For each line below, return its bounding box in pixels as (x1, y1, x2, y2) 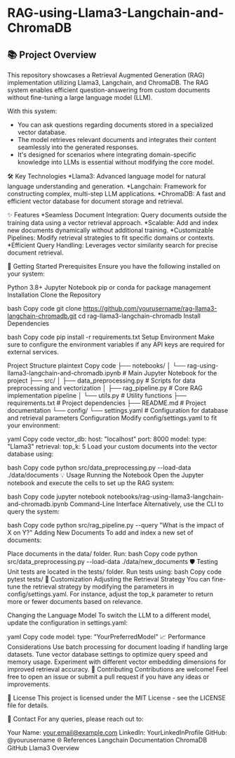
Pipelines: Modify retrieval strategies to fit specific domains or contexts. (7, 233, 215, 242)
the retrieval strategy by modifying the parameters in (22, 582, 174, 591)
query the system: (7, 508, 60, 515)
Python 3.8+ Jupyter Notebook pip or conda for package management (7, 283, 211, 291)
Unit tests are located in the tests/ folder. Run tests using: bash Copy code (7, 567, 222, 576)
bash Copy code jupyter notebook (7, 492, 107, 501)
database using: (7, 450, 54, 458)
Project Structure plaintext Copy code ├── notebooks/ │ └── (7, 361, 186, 370)
